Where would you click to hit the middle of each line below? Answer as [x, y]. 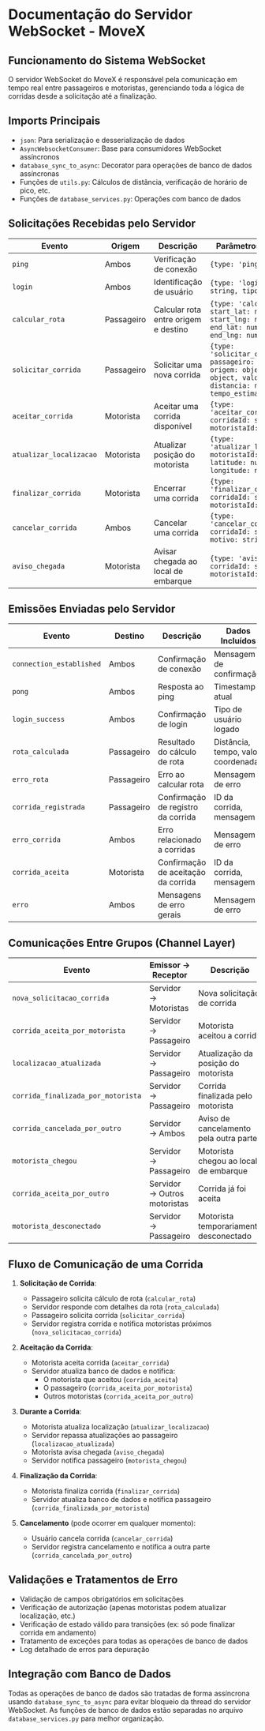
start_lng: [230, 319]
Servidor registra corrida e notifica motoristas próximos [121, 1324]
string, [224, 291]
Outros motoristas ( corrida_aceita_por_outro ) [118, 1396]
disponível [173, 426]
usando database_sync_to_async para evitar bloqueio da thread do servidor [130, 1701]
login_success [39, 719]
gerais [169, 915]
